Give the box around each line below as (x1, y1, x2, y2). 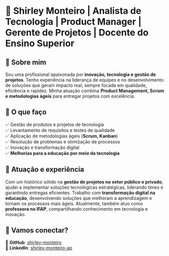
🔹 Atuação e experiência (5, 165, 84, 174)
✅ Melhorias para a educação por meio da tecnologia (5, 150, 120, 156)
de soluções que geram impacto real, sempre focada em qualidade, (5, 82, 147, 88)
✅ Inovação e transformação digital (5, 144, 80, 150)
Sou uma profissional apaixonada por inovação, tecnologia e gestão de (5, 71, 156, 78)
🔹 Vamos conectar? (5, 226, 69, 235)
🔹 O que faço (5, 108, 47, 117)
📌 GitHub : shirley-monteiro (5, 240, 62, 246)
